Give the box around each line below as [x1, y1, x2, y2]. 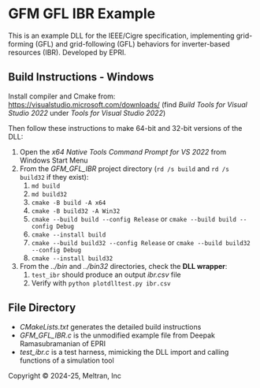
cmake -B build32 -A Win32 [31, 207, 121, 215]
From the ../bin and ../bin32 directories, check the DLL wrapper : [19, 261, 228, 270]
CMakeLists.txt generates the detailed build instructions [19, 322, 202, 331]
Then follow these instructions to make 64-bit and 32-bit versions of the [8, 123, 243, 132]
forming [8, 39, 34, 48]
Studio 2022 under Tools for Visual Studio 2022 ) [8, 108, 166, 118]
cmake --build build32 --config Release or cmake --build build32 [31, 237, 251, 247]
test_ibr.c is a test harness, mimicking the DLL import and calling [19, 347, 229, 356]
